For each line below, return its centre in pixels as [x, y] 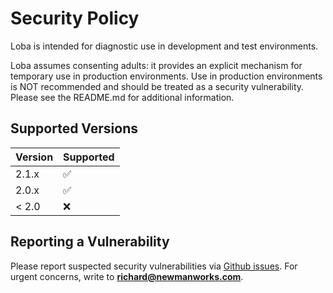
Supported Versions [74, 128]
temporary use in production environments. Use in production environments [166, 76]
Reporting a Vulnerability [90, 242]
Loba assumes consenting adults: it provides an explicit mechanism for [156, 65]
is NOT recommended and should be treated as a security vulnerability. [157, 86]
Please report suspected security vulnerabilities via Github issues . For [154, 266]
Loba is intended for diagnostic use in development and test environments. [164, 46]
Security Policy [75, 18]
